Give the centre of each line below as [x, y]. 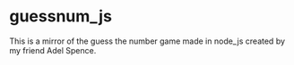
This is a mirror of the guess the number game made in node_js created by [147, 41]
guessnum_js [61, 16]
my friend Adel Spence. [53, 50]
